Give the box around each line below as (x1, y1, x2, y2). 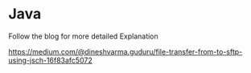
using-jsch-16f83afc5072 (8, 55, 93, 65)
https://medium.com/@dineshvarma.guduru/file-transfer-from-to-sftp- (8, 47, 243, 56)
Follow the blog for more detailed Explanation (8, 31, 158, 41)
